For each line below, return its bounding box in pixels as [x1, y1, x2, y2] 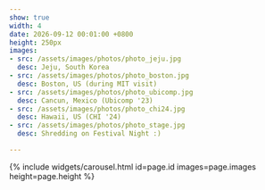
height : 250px [9, 37, 62, 47]
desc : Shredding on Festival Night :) [17, 129, 162, 138]
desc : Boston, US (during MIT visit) [17, 79, 158, 88]
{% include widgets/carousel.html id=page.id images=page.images [9, 161, 257, 172]
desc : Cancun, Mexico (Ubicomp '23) [17, 95, 153, 105]
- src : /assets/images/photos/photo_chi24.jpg [9, 104, 186, 113]
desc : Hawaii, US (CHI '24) [17, 112, 122, 121]
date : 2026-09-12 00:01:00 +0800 [9, 29, 134, 38]
